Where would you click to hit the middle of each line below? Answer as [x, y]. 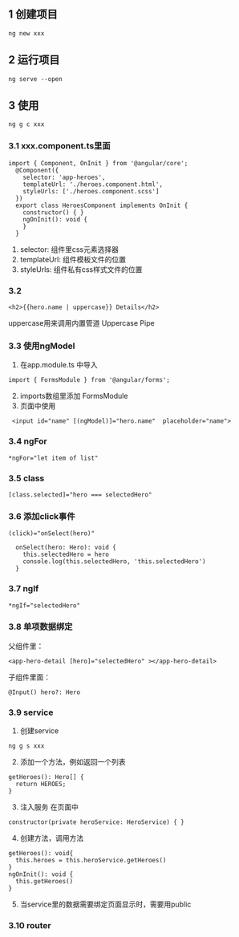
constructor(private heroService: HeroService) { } [96, 822]
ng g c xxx [26, 124]
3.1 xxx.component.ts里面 [59, 146]
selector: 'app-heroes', [64, 177]
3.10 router [30, 926]
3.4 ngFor [28, 441]
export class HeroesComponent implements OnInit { [102, 205]
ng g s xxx [26, 746]
